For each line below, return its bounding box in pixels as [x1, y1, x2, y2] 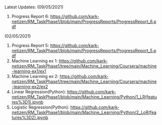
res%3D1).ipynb [11, 99, 44, 105]
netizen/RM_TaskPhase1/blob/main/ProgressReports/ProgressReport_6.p [11, 19, 157, 24]
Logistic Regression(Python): [11, 104, 70, 110]
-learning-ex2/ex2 [11, 84, 48, 89]
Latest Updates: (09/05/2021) [4, 4, 64, 10]
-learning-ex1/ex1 [11, 68, 46, 74]
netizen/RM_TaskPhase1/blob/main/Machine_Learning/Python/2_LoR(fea [11, 109, 157, 115]
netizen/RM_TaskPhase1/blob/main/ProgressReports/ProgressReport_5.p [11, 48, 157, 53]
